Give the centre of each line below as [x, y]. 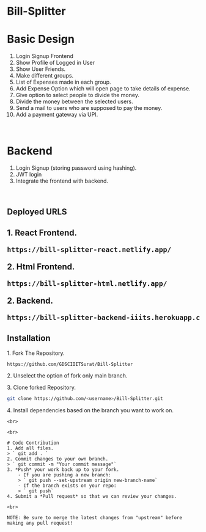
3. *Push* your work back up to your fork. [63, 470]
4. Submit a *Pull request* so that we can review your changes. [92, 497]
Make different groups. [45, 76]
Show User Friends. [41, 69]
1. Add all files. [30, 448]
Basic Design [41, 39]
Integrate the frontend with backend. [62, 181]
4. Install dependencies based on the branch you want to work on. [90, 410]
